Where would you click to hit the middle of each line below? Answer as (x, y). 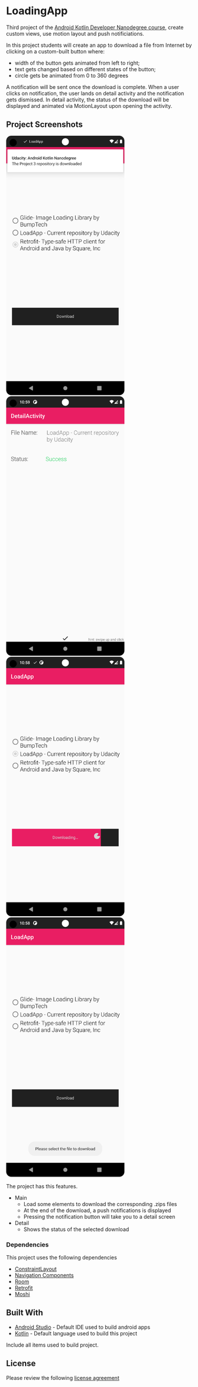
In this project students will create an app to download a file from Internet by (99, 45)
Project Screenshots (44, 125)
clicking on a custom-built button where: (56, 51)
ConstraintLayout (36, 1269)
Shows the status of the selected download (76, 1229)
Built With (25, 1313)
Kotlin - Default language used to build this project (76, 1333)
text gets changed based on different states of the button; (85, 69)
